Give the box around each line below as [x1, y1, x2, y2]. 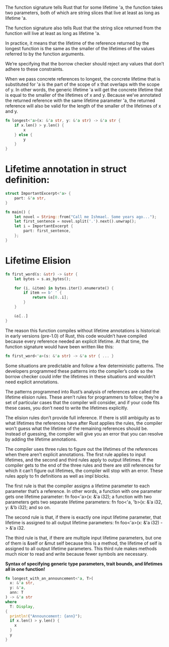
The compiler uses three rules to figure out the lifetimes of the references [5, 446, 158, 452]
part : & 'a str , [14, 195, 46, 201]
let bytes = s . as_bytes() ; [14, 276, 71, 281]
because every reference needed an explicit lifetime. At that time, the [5, 338, 149, 344]
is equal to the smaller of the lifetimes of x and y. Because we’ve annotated [5, 92, 161, 98]
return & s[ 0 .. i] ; [32, 295, 69, 300]
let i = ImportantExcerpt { [14, 224, 73, 229]
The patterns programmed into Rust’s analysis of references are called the [5, 388, 160, 394]
